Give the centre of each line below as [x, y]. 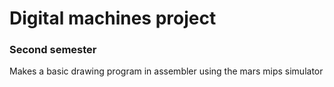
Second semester [53, 50]
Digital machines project [113, 18]
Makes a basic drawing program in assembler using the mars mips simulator [166, 71]
